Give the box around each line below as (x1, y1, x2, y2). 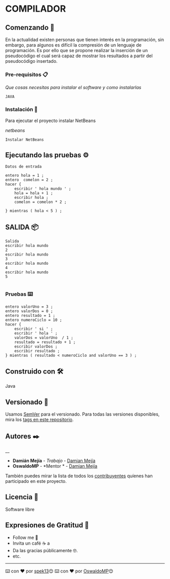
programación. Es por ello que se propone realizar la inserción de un (5, 48, 148, 53)
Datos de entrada (5, 164, 42, 170)
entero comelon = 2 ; (5, 178, 53, 183)
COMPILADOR (5, 3, 66, 15)
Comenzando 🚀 (5, 23, 55, 32)
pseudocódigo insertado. (5, 58, 58, 64)
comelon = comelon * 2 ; (14, 199, 67, 205)
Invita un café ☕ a (12, 540, 50, 546)
